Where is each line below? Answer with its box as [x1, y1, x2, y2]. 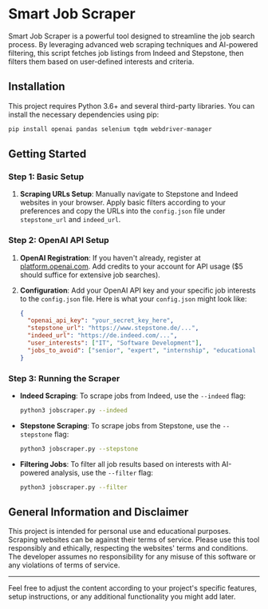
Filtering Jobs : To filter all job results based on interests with [19, 459, 220, 468]
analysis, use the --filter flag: [50, 468, 154, 477]
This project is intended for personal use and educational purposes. [8, 527, 231, 536]
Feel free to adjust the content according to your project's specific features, [8, 583, 258, 593]
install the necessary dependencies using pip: [8, 109, 160, 119]
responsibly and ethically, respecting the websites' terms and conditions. [8, 543, 249, 553]
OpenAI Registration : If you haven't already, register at [19, 253, 201, 262]
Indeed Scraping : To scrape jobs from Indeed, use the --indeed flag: [19, 391, 246, 400]
